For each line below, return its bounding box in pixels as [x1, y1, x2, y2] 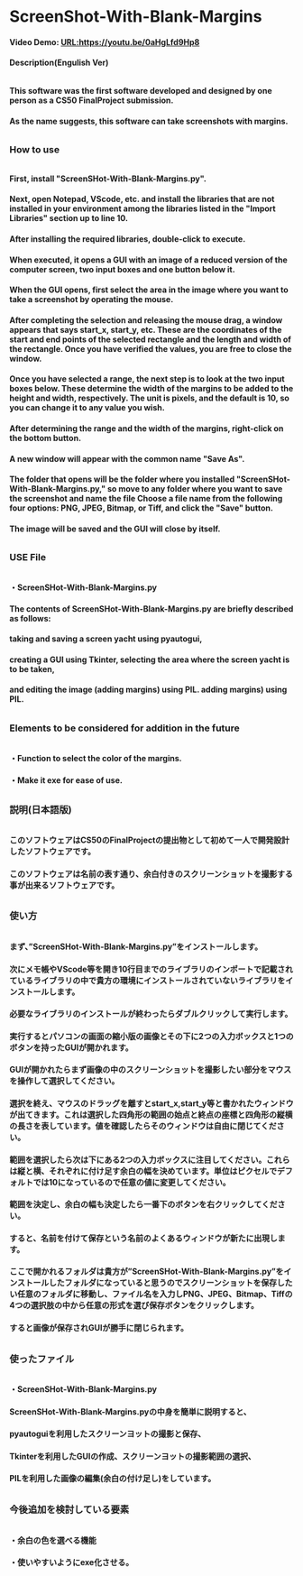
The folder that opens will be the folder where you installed [9, 474, 235, 484]
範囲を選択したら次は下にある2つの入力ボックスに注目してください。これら [9, 1154, 290, 1165]
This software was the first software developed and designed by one [9, 85, 272, 96]
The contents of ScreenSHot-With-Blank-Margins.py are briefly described [9, 603, 294, 614]
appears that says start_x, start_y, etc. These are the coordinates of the [9, 324, 282, 335]
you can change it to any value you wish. [9, 402, 165, 413]
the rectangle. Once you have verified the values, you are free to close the [9, 343, 292, 354]
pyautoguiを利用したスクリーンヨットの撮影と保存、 [9, 1428, 206, 1440]
